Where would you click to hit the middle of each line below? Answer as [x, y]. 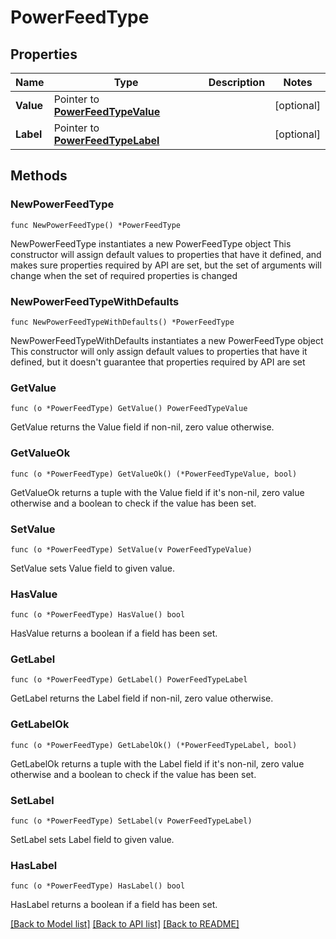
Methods [39, 176]
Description [237, 82]
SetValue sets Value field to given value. [92, 568]
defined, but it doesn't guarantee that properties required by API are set [158, 362]
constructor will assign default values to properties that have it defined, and [166, 254]
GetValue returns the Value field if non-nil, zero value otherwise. [142, 427]
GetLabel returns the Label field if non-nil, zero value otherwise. [142, 698]
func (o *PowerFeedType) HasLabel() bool [98, 886]
